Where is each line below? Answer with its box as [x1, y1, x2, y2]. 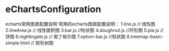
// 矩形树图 [30, 39, 54, 46]
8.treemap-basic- [126, 33, 164, 39]
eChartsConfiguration [5, 4, 101, 15]
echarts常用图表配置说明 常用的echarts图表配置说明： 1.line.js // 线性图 [5, 21, 156, 27]
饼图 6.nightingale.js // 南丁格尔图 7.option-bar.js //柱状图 [5, 33, 126, 39]
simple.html [5, 39, 30, 46]
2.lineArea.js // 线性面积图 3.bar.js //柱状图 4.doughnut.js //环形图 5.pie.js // [5, 27, 164, 33]
